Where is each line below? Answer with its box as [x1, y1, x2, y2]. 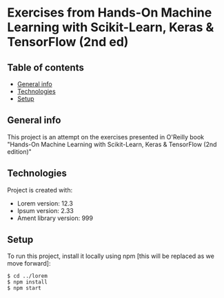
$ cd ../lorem [7, 272, 48, 280]
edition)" [7, 147, 32, 156]
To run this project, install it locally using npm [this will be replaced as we [7, 252, 215, 260]
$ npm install [7, 279, 48, 286]
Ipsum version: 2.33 [17, 206, 74, 215]
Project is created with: [7, 186, 73, 194]
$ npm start [7, 285, 41, 292]
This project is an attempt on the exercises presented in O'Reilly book [7, 132, 205, 141]
